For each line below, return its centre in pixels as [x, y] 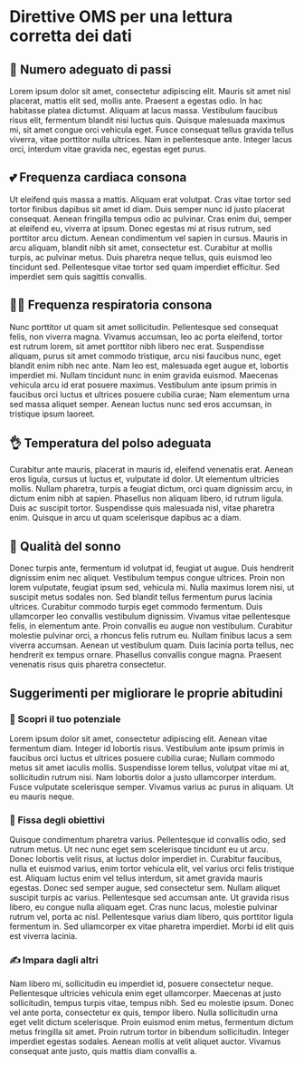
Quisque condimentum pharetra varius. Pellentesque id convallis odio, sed [148, 840]
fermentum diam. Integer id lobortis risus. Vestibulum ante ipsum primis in [147, 748]
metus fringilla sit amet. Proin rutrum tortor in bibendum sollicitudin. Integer [149, 1031]
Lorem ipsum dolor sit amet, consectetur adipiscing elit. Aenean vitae [138, 738]
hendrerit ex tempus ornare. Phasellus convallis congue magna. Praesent [146, 655]
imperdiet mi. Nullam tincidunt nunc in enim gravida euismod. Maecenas [144, 375]
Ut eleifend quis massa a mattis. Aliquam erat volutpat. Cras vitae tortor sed [150, 199]
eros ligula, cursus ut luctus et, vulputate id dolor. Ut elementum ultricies [144, 479]
